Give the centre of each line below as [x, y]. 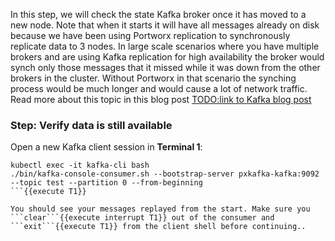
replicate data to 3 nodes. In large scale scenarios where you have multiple [165, 46]
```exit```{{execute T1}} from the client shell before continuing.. [158, 227]
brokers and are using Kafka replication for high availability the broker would [167, 57]
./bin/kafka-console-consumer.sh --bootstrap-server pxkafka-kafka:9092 [165, 174]
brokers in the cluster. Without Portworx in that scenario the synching [153, 78]
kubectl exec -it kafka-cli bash [80, 165]
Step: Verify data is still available [91, 125]
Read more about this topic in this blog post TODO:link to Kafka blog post [161, 99]
